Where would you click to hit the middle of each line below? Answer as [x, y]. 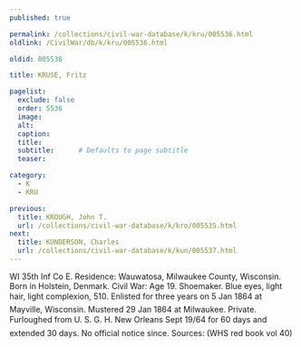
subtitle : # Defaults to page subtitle [103, 150]
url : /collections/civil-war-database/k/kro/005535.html [127, 226]
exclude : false [46, 101]
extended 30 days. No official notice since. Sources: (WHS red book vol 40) [151, 333]
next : [19, 234]
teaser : [32, 159]
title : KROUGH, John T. [62, 217]
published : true [40, 18]
